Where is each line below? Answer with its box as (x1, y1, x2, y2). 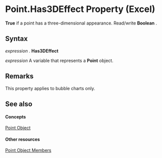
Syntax (5, 34, 28, 43)
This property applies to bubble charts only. (5, 85, 95, 91)
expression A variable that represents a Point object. (5, 57, 113, 63)
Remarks (5, 72, 34, 80)
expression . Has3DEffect (5, 47, 58, 53)
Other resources (5, 136, 40, 142)
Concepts (5, 113, 26, 119)
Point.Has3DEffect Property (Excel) (5, 3, 155, 15)
